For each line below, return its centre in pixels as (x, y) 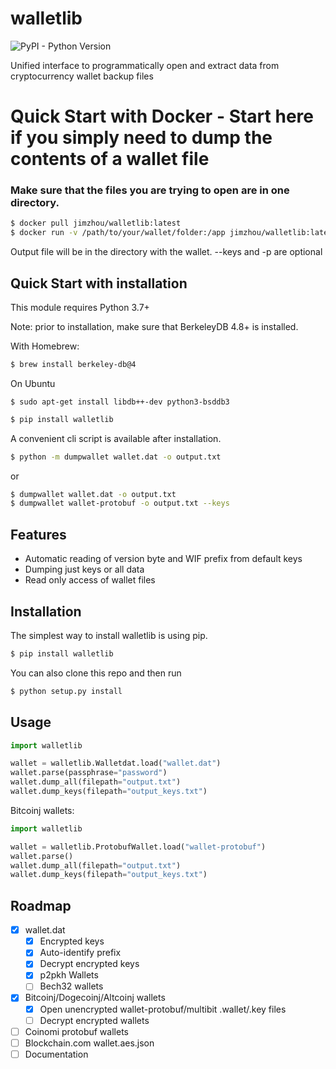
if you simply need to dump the (141, 138)
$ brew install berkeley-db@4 (73, 364)
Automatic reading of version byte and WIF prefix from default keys (163, 559)
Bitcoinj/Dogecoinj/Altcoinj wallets (95, 998)
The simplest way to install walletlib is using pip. (109, 635)
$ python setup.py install (66, 691)
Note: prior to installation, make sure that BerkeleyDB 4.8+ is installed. (154, 326)
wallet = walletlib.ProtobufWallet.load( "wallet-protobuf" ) (138, 847)
